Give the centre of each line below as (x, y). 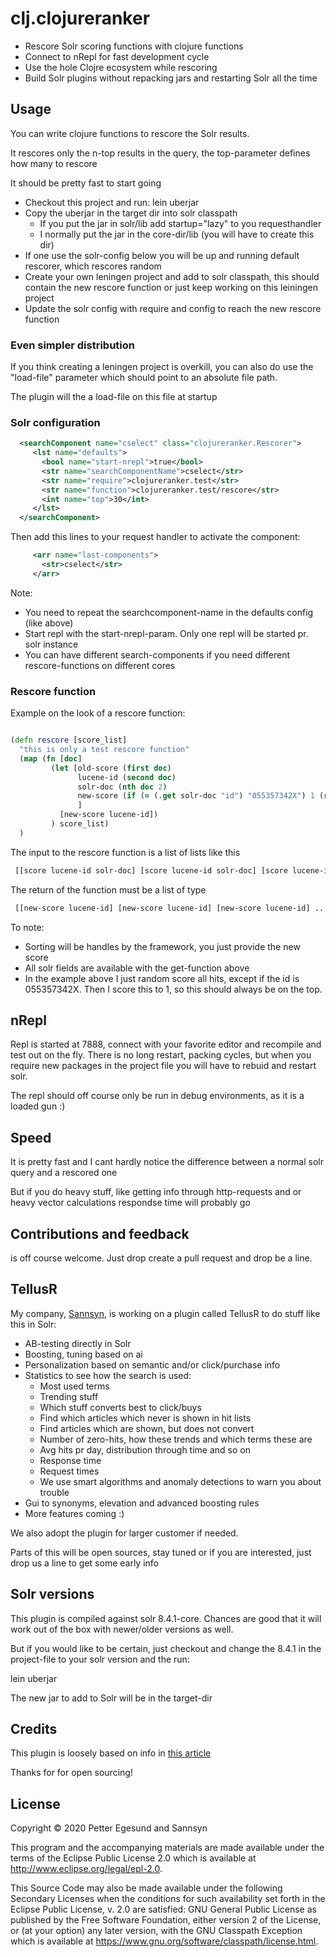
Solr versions (52, 1594)
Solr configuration (55, 422)
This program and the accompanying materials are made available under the (167, 1848)
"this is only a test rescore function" (104, 750)
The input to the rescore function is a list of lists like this (125, 852)
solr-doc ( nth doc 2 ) (122, 787)
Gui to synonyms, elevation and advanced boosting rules (142, 1503)
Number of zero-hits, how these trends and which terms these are (176, 1439)
